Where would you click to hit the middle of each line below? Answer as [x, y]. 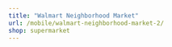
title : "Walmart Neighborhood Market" [73, 16]
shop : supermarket [39, 30]
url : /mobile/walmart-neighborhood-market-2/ [86, 23]
